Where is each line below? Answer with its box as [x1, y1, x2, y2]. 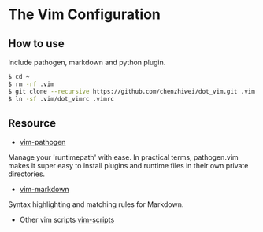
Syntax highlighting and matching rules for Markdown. [8, 200, 184, 209]
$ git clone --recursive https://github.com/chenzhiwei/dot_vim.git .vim [8, 87, 256, 95]
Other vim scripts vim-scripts [19, 215, 115, 225]
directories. [8, 169, 46, 179]
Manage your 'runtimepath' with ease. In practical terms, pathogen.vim [8, 153, 239, 162]
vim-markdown [19, 185, 69, 194]
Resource [8, 116, 57, 130]
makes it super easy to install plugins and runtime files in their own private [8, 161, 249, 171]
